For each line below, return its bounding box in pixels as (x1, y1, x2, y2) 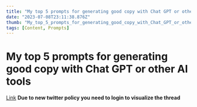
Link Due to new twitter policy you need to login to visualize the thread (6, 94, 181, 101)
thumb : (6, 19, 22, 25)
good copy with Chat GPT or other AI (6, 63, 188, 76)
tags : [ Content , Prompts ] (6, 25, 69, 31)
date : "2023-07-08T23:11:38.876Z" (6, 14, 91, 20)
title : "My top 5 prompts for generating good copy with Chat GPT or (6, 8, 180, 15)
